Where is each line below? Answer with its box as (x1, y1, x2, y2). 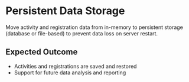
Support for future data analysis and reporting (14, 69, 126, 76)
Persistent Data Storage (5, 4, 125, 18)
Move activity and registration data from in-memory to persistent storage (5, 24, 184, 31)
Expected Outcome (5, 47, 78, 57)
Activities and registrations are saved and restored (14, 63, 137, 70)
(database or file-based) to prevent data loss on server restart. (5, 29, 158, 37)
